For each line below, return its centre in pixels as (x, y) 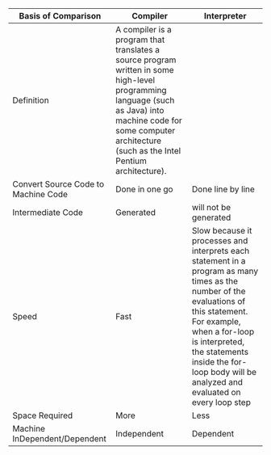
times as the (215, 281)
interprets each (221, 251)
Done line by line (224, 189)
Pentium (131, 161)
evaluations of (219, 301)
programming (141, 90)
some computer (146, 131)
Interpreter (225, 16)
